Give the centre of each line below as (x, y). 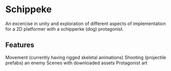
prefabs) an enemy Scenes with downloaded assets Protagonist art (77, 63)
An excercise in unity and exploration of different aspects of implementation (85, 23)
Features (20, 45)
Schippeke (29, 9)
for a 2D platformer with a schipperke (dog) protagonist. (65, 29)
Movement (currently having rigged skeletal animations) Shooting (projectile (86, 57)
